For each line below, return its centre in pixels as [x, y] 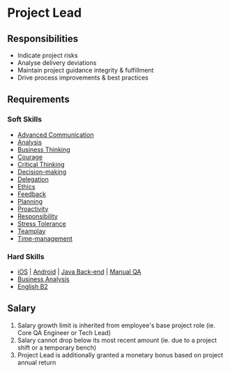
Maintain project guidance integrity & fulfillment [85, 70]
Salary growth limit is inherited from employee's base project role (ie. [116, 325]
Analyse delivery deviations [57, 63]
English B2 [33, 286]
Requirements [38, 99]
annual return [37, 362]
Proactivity [33, 209]
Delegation [33, 179]
